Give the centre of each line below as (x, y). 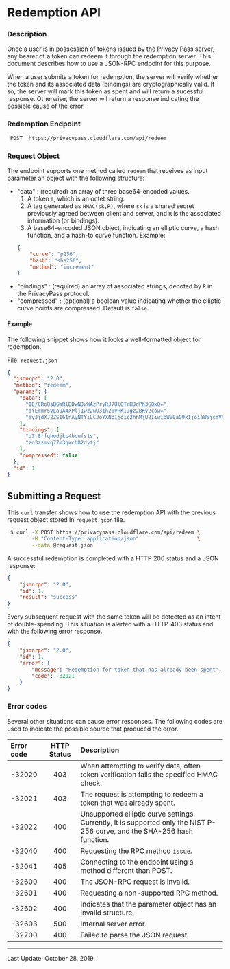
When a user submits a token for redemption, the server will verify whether (113, 77)
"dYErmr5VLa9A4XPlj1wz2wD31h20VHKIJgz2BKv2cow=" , (97, 411)
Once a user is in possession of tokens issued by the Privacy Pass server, (111, 49)
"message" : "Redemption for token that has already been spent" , (127, 670)
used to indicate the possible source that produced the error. (93, 729)
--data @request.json (63, 545)
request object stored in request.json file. (66, 520)
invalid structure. (107, 913)
